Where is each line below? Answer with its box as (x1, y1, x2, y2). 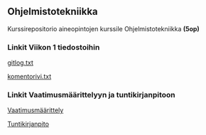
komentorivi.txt (7, 72, 52, 81)
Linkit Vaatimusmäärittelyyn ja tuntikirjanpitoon (7, 90, 175, 100)
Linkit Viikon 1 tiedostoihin (7, 42, 100, 52)
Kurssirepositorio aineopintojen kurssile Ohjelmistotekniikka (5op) (7, 24, 200, 33)
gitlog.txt (7, 58, 34, 67)
